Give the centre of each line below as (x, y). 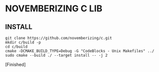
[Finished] (15, 64)
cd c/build (16, 47)
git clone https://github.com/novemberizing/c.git (59, 38)
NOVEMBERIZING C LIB (54, 9)
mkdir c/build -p (23, 42)
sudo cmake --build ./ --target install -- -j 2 (56, 55)
